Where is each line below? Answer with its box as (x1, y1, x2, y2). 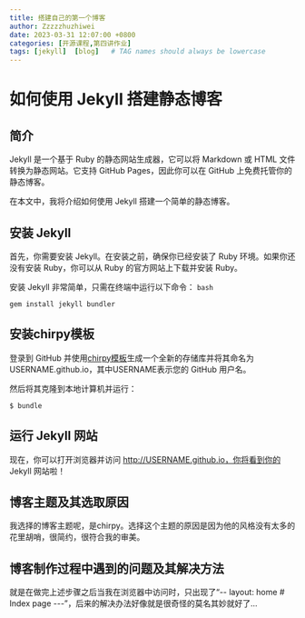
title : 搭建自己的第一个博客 (9, 13, 106, 23)
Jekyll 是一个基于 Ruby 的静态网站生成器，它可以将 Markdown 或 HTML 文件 (9, 154, 296, 164)
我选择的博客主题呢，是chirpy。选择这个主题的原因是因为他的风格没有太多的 (9, 520, 296, 532)
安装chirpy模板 (9, 326, 95, 342)
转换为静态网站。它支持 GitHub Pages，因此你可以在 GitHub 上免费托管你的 (9, 165, 293, 176)
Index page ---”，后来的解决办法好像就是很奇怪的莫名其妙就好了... (9, 598, 258, 609)
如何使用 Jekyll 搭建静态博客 (9, 89, 222, 110)
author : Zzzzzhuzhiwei (9, 22, 95, 31)
